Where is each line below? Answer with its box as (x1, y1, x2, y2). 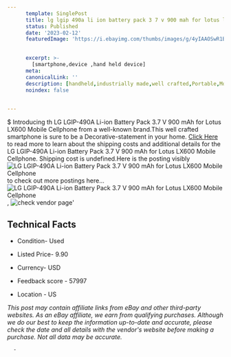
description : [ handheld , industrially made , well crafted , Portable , (25, 80, 220, 87)
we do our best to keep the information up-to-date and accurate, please (7, 318, 212, 326)
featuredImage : (25, 36, 69, 43)
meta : (25, 67, 41, 74)
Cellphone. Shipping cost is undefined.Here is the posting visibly (7, 154, 190, 163)
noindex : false (25, 87, 69, 94)
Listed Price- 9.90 (16, 249, 69, 258)
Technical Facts (7, 218, 77, 230)
